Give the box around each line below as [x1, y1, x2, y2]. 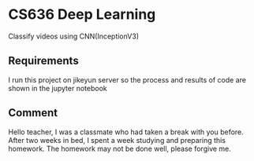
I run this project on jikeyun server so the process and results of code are [8, 75, 247, 84]
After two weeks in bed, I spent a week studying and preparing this [8, 135, 226, 145]
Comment [8, 106, 58, 119]
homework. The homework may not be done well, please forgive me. [8, 144, 231, 153]
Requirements [8, 54, 79, 68]
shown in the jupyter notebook [8, 83, 108, 93]
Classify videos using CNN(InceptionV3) [8, 31, 140, 41]
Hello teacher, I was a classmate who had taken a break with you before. [8, 127, 245, 137]
